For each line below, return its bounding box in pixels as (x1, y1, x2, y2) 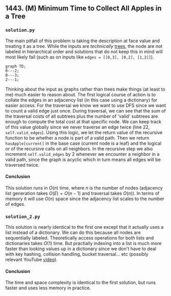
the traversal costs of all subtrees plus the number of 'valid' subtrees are (5, 113, 158, 119)
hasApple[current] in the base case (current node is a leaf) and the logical (5, 140, 162, 146)
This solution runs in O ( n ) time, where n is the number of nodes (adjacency (5, 184, 163, 191)
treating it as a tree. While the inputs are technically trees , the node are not (5, 43, 163, 49)
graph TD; (5, 64, 27, 69)
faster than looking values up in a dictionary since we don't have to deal (5, 246, 157, 252)
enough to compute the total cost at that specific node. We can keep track (5, 118, 162, 124)
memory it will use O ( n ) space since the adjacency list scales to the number (5, 196, 165, 202)
